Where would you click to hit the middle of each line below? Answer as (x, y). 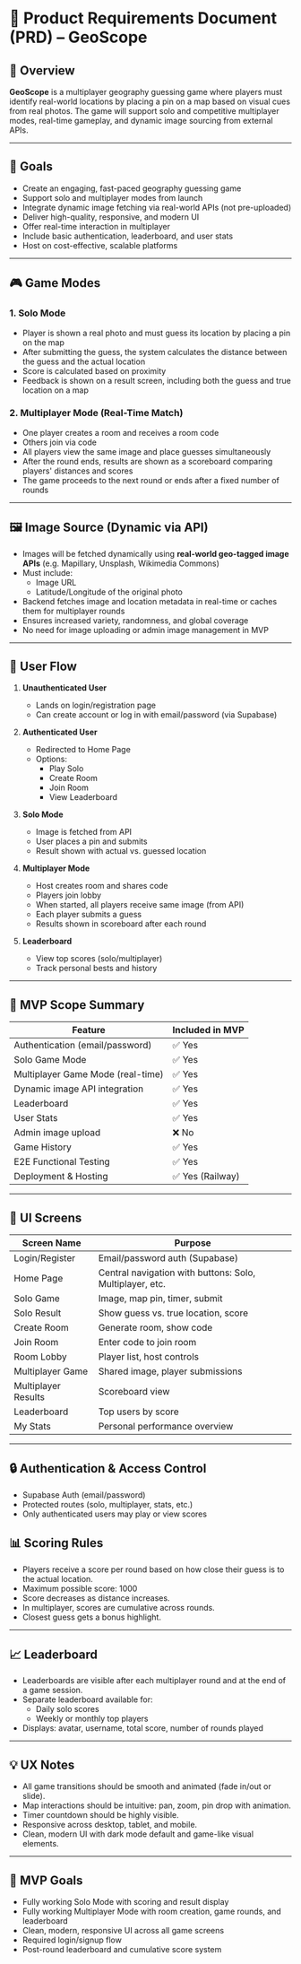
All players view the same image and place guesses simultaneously (146, 451)
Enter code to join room (147, 1343)
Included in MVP (208, 1030)
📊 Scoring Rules (56, 1543)
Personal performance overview (166, 1427)
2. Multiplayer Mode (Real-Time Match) (96, 413)
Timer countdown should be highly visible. (100, 1815)
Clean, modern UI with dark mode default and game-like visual (138, 1834)
